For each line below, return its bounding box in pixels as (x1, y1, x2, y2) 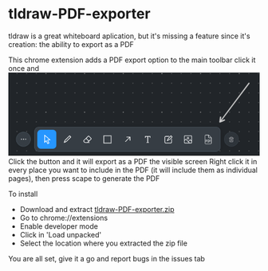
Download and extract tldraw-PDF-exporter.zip (19, 204, 175, 214)
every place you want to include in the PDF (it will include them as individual (8, 165, 258, 175)
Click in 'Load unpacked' (19, 230, 102, 239)
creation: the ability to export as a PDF (8, 39, 134, 49)
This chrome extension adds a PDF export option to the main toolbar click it (8, 55, 256, 65)
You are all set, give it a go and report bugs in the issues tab (8, 253, 206, 263)
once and (8, 63, 40, 73)
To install (8, 189, 38, 198)
